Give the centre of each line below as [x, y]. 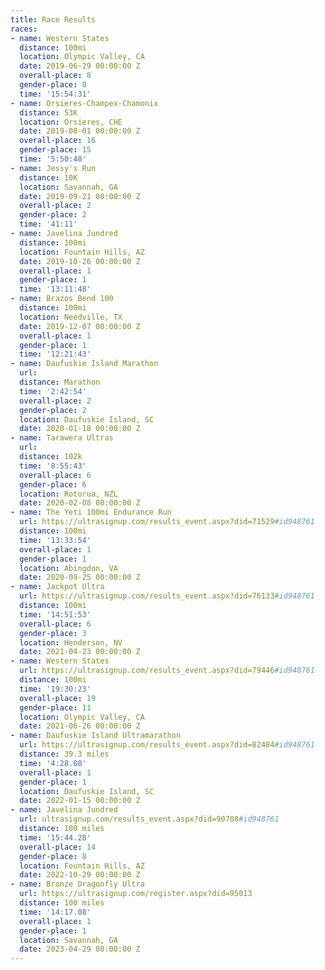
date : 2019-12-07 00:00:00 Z [80, 326]
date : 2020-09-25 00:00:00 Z [80, 577]
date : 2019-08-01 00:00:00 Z [80, 131]
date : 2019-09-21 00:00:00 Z [80, 196]
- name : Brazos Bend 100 [62, 299]
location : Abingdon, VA [68, 568]
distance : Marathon [60, 382]
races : [24, 29]
